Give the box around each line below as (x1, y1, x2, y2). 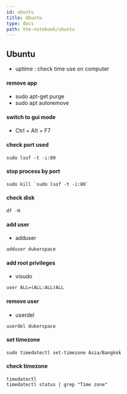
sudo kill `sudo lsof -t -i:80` (6, 181, 89, 187)
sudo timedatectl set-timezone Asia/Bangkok (6, 349, 122, 356)
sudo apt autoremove (15, 99, 69, 107)
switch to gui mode (6, 113, 56, 120)
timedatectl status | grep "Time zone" (6, 382, 108, 388)
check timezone (6, 363, 48, 370)
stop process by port (6, 168, 60, 175)
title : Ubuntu (6, 15, 43, 21)
